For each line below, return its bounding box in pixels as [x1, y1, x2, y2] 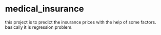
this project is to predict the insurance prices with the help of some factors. [5, 19, 156, 25]
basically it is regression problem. [5, 24, 73, 30]
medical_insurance [5, 3, 84, 14]
